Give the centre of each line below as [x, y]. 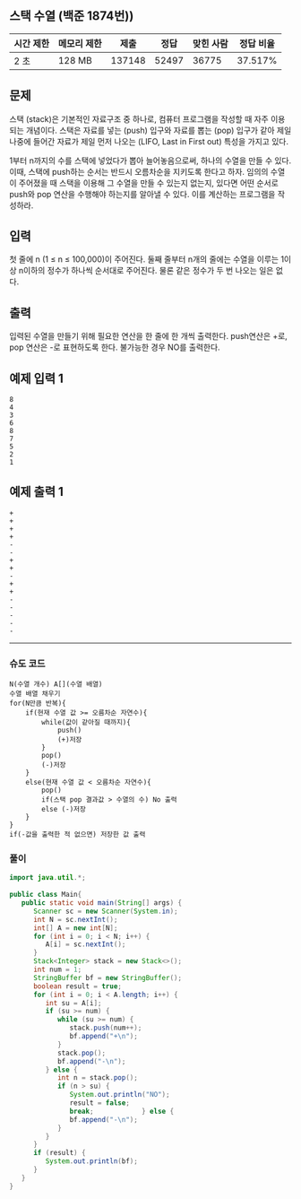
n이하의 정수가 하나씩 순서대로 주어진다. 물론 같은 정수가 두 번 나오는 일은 [146, 271]
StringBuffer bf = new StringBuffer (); [107, 977]
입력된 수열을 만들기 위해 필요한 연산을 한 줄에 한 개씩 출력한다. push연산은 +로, [149, 336]
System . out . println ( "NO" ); [120, 1095]
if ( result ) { [60, 1153]
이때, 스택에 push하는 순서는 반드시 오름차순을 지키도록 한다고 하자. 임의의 [139, 171]
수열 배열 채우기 [35, 694]
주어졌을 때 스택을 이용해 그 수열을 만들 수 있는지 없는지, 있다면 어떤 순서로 [149, 183]
